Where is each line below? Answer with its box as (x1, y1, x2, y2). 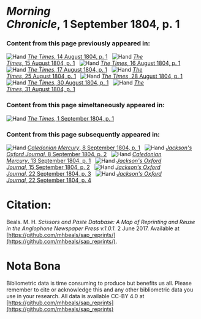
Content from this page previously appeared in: (6, 39, 150, 48)
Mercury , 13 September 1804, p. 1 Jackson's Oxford (6, 157, 162, 165)
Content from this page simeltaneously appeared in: (6, 101, 165, 110)
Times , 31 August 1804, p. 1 (6, 86, 75, 93)
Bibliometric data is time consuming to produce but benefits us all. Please (6, 279, 192, 287)
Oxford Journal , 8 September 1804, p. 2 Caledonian (6, 151, 162, 158)
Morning (6, 4, 51, 18)
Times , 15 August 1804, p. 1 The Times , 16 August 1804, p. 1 (6, 59, 181, 67)
